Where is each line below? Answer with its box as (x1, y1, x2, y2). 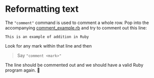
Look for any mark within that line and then (5, 43, 92, 49)
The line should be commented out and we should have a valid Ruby (5, 62, 144, 68)
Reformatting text (5, 3, 79, 15)
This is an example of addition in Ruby (5, 34, 90, 39)
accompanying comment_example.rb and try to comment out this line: (5, 25, 147, 30)
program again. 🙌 (5, 67, 40, 73)
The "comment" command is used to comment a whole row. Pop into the (5, 20, 149, 26)
